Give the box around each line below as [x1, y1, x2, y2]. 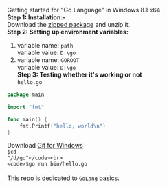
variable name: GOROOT [16, 56, 80, 64]
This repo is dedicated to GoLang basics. [7, 174, 120, 182]
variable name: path [16, 41, 74, 49]
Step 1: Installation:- [7, 13, 66, 21]
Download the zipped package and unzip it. [7, 21, 131, 28]
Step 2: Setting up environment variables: [7, 28, 129, 36]
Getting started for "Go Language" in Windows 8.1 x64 [7, 6, 161, 14]
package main [7, 91, 45, 98]
